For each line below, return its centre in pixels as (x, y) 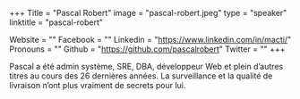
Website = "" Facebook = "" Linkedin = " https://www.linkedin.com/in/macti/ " (150, 40)
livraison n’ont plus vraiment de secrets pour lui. (98, 85)
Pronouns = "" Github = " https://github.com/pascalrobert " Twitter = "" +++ (147, 49)
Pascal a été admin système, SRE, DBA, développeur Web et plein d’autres (146, 66)
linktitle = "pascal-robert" (56, 22)
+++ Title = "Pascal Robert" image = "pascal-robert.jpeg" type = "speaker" (148, 13)
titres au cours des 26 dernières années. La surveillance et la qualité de (141, 76)
